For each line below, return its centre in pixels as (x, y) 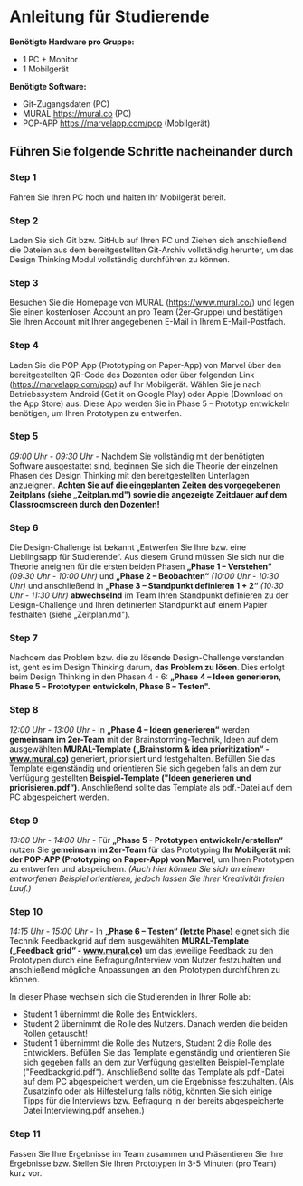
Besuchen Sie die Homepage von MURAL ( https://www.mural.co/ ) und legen (152, 303)
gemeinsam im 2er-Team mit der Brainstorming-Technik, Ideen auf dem (144, 739)
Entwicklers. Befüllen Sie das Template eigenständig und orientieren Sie (156, 1053)
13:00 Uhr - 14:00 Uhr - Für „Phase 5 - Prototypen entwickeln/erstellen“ (146, 840)
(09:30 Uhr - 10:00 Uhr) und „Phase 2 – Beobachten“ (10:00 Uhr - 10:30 (144, 576)
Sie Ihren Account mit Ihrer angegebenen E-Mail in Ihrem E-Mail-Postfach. (148, 322)
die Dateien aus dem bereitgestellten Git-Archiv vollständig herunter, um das (151, 250)
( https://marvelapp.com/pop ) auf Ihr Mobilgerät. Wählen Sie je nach (136, 384)
